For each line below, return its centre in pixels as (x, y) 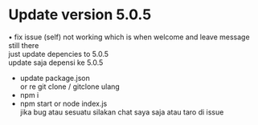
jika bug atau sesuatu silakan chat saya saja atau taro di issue (122, 112)
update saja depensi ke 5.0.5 (56, 62)
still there (24, 45)
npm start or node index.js (63, 103)
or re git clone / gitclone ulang (70, 87)
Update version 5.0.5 (80, 15)
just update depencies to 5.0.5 (59, 54)
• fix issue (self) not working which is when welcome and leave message (129, 37)
